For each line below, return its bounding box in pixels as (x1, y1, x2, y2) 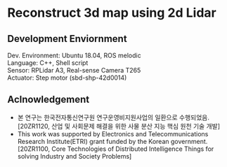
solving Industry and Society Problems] (17, 152, 132, 160)
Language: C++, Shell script (7, 59, 89, 67)
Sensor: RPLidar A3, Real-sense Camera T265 (7, 66, 141, 74)
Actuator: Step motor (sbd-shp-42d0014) (7, 73, 127, 82)
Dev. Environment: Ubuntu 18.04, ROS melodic (7, 51, 142, 59)
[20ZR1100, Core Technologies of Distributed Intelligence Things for (17, 145, 214, 153)
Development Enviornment (7, 33, 128, 45)
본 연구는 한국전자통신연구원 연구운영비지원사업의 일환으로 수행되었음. (17, 113, 209, 122)
